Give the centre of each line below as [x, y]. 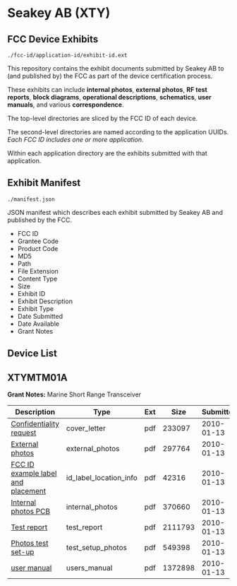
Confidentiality [35, 424]
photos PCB [31, 512]
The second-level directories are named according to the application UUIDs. [118, 132]
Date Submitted [40, 316]
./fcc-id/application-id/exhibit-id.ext [68, 55]
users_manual [89, 568]
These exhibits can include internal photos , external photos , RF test [108, 89]
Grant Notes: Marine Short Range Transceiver [74, 394]
